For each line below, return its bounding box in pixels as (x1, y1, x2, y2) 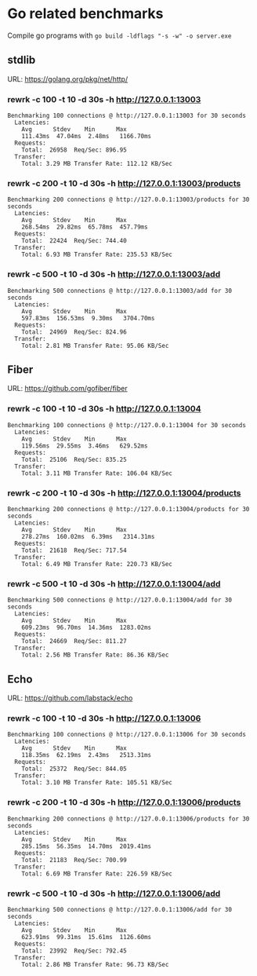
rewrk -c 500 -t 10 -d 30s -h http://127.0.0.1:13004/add (7, 578, 221, 589)
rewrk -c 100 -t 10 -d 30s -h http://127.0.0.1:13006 (7, 713, 201, 724)
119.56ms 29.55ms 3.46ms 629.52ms (21, 441, 148, 450)
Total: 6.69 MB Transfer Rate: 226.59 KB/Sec (21, 869, 173, 878)
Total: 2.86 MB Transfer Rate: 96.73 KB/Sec (21, 961, 169, 969)
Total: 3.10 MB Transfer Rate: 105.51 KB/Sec (21, 779, 173, 787)
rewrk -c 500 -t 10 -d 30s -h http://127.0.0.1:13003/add (7, 269, 221, 280)
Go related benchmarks (7, 5, 164, 23)
